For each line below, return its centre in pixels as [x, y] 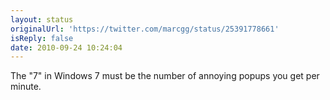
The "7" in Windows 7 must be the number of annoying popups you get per [165, 76]
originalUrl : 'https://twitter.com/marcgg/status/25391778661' [145, 29]
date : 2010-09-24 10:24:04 [66, 47]
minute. [26, 87]
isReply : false [42, 38]
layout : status [42, 19]
